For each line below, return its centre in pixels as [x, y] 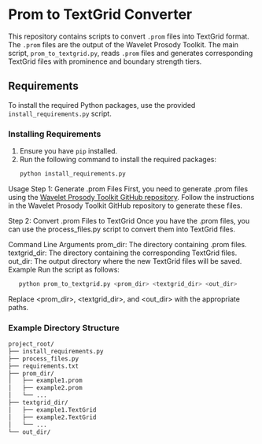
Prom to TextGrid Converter [100, 15]
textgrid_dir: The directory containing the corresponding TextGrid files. [123, 253]
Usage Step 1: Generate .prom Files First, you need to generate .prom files [128, 189]
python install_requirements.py [72, 174]
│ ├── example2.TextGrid [52, 417]
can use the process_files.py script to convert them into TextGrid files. [122, 229]
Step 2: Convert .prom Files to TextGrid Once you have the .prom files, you [129, 220]
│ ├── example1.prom [45, 381]
